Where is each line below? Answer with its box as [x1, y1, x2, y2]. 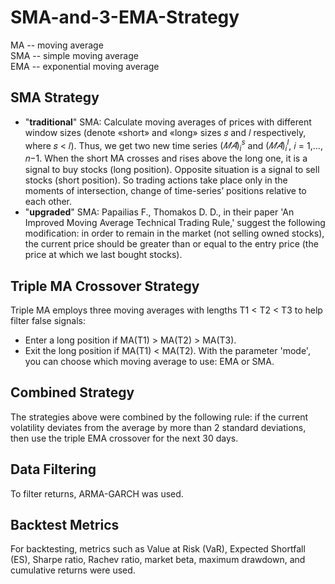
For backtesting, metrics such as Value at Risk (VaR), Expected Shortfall [10, 543, 306, 555]
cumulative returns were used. [10, 564, 136, 576]
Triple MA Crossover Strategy [10, 277, 200, 295]
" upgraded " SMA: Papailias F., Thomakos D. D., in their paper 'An [24, 206, 295, 218]
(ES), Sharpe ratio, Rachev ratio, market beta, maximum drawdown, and [10, 554, 306, 566]
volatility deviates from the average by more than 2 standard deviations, [10, 421, 307, 433]
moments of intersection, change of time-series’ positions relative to [24, 185, 307, 197]
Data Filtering [10, 461, 97, 478]
